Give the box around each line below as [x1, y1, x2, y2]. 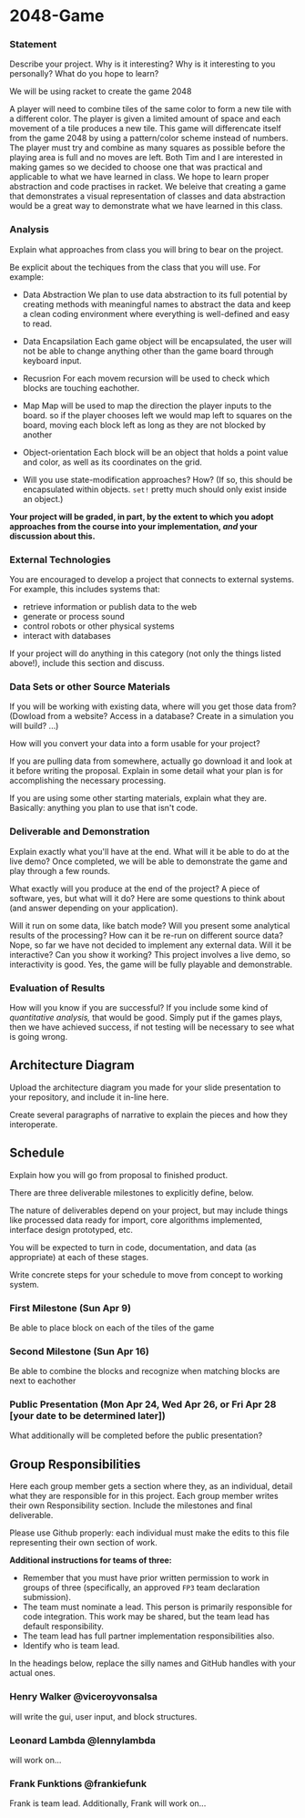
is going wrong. [9, 1031, 68, 1042]
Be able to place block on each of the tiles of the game [9, 1322, 215, 1333]
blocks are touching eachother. [22, 382, 140, 393]
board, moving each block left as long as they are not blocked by [22, 419, 267, 430]
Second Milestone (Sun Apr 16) [9, 1345, 150, 1358]
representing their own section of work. [9, 1537, 158, 1548]
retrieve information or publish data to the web [22, 601, 198, 612]
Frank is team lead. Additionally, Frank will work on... [9, 1798, 207, 1809]
